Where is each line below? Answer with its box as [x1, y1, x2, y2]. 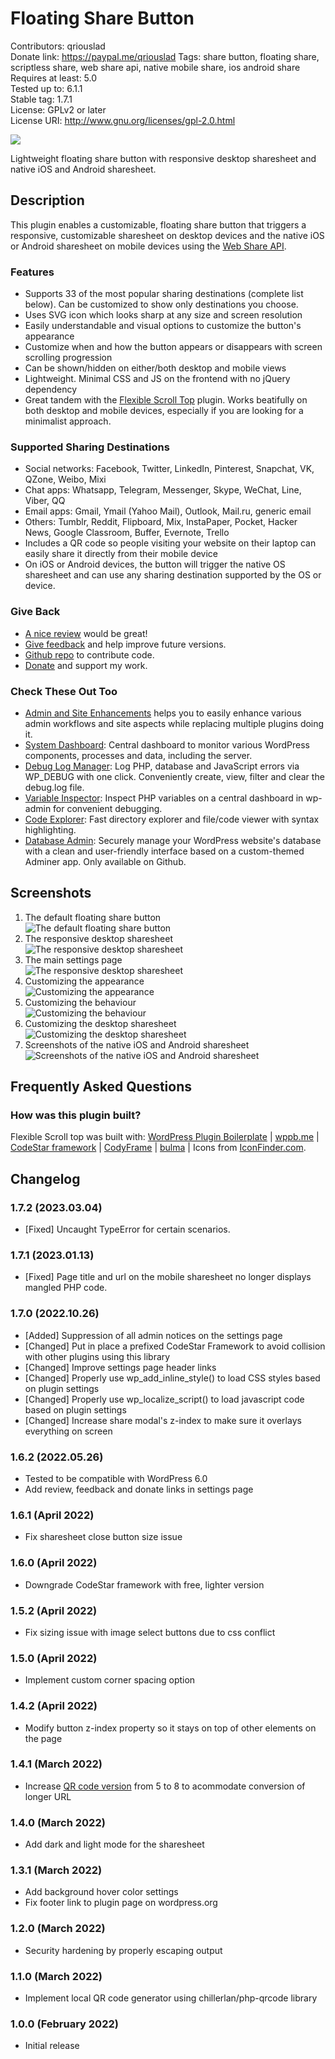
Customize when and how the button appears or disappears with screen [24, 341, 323, 353]
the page [24, 1732, 63, 1744]
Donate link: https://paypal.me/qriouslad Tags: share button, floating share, [10, 50, 320, 62]
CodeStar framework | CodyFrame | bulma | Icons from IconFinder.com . [10, 1142, 307, 1154]
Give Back [10, 605, 61, 619]
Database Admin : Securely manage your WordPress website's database [24, 834, 322, 846]
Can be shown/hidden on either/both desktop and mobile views [24, 362, 287, 374]
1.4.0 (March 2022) [10, 1815, 106, 1829]
